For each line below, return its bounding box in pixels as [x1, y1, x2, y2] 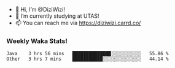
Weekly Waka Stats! [6, 37, 68, 45]
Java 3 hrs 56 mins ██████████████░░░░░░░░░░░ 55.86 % [6, 51, 169, 57]
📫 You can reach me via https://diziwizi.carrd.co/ [15, 19, 141, 26]
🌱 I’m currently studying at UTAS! [15, 12, 99, 20]
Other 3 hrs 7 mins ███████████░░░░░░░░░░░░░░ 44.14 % [6, 56, 169, 62]
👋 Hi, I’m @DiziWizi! [15, 6, 66, 13]
